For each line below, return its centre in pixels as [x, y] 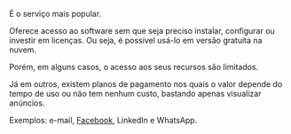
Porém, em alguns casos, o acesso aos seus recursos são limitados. [134, 67]
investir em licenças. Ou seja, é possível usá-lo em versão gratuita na [136, 40]
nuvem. [23, 50]
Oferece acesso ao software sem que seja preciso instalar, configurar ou [142, 31]
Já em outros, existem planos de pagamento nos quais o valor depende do [146, 84]
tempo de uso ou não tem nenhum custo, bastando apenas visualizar [135, 94]
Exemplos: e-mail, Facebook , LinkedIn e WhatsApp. [103, 120]
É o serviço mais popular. [55, 14]
